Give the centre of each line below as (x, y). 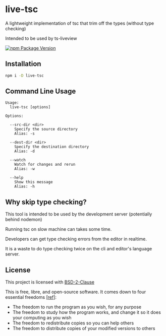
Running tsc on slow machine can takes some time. (59, 229)
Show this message (34, 182)
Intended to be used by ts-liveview (41, 38)
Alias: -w (25, 169)
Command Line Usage (41, 91)
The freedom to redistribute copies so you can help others (73, 323)
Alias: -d (25, 151)
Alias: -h (25, 187)
